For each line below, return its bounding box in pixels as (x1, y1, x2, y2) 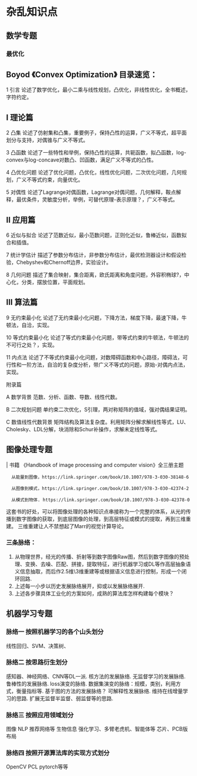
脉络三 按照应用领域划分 (6, 711, 74, 719)
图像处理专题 (6, 445, 53, 455)
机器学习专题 (6, 609, 53, 619)
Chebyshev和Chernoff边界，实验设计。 (16, 258, 111, 266)
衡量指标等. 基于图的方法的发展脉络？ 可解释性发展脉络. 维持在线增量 (16, 687, 183, 694)
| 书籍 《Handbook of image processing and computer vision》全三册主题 (6, 461, 184, 468)
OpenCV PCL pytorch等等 (6, 763, 69, 770)
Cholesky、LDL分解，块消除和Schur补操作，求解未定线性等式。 (6, 425, 161, 432)
